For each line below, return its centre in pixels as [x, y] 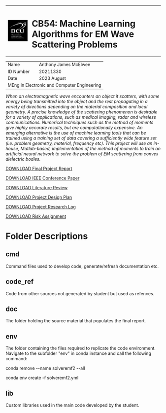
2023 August [52, 78]
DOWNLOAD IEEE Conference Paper [43, 178]
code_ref [20, 282]
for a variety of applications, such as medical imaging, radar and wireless [81, 117]
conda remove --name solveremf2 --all [45, 368]
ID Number [19, 71]
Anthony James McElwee [65, 65]
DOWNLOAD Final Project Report [39, 169]
